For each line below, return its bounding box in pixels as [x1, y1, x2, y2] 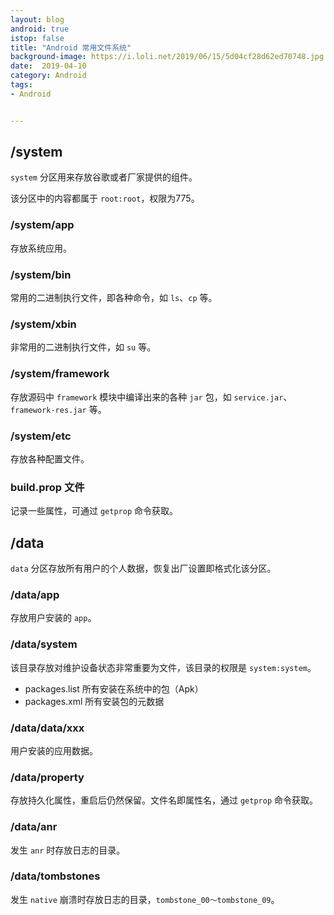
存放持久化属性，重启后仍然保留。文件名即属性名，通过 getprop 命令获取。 [10, 794, 318, 806]
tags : [10, 80, 33, 90]
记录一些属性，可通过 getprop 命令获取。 [10, 505, 178, 517]
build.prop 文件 [10, 480, 85, 494]
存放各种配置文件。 [10, 452, 90, 465]
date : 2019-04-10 [10, 61, 87, 71]
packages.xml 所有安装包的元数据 [24, 695, 165, 707]
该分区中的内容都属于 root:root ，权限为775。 [10, 192, 200, 205]
